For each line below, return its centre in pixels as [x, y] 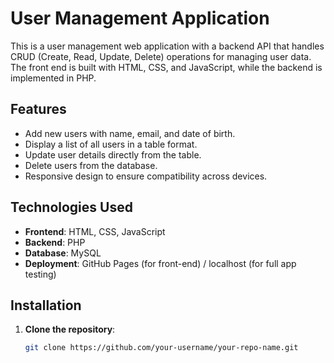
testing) [40, 274]
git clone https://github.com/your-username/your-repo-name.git [161, 348]
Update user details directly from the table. [113, 154]
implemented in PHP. [53, 78]
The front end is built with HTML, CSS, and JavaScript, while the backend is [166, 67]
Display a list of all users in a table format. [111, 144]
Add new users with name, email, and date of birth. [130, 133]
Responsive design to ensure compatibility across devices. [146, 176]
